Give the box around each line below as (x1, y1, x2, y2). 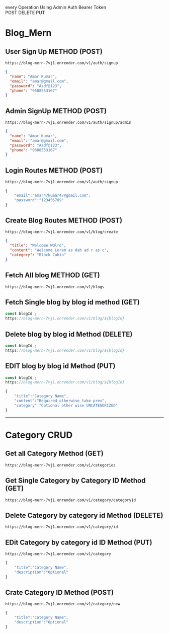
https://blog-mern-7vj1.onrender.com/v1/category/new (5, 601, 121, 607)
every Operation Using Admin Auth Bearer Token (5, 5, 107, 10)
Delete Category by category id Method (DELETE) (5, 511, 163, 520)
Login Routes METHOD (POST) (5, 166, 103, 175)
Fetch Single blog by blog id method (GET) (5, 298, 140, 306)
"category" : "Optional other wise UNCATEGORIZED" (14, 403, 118, 408)
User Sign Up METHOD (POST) (5, 47, 103, 56)
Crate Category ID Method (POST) (5, 588, 114, 597)
